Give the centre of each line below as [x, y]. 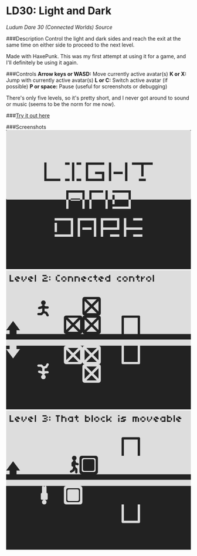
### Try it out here [28, 115]
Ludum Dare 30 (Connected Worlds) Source [59, 27]
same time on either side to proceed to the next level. [70, 45]
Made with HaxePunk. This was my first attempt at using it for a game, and [96, 56]
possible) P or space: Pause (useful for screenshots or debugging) [87, 86]
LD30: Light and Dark [59, 11]
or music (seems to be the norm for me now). [61, 104]
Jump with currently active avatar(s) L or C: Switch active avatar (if [87, 80]
